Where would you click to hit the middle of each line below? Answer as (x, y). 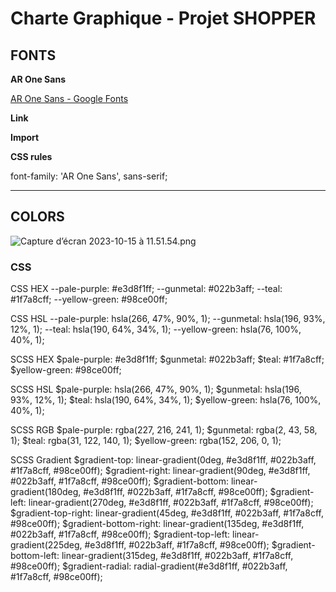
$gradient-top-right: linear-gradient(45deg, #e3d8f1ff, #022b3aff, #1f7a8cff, (167, 513)
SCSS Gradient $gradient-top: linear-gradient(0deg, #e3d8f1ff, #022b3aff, (163, 460)
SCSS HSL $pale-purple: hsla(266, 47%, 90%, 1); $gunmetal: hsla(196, (156, 389)
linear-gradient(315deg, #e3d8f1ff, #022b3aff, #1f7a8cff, (177, 556)
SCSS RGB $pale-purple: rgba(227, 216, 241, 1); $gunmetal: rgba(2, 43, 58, (164, 430)
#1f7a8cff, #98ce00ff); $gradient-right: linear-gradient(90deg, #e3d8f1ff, (160, 471)
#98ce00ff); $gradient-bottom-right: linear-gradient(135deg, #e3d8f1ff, (157, 524)
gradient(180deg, (46, 492)
